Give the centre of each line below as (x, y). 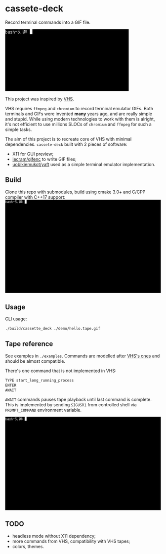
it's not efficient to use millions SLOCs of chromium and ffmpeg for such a (78, 124)
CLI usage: (16, 319)
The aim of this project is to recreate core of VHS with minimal (68, 139)
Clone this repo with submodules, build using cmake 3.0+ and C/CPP (75, 192)
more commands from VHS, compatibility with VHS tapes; (71, 541)
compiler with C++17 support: (35, 197)
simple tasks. (19, 129)
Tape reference (29, 344)
